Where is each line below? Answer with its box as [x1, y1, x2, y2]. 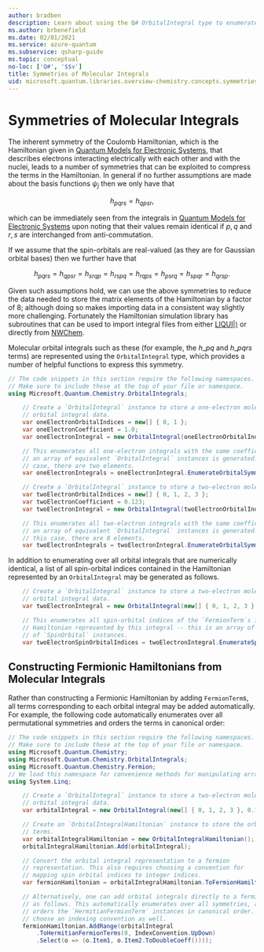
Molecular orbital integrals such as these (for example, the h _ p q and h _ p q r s [8, 343, 253, 352]
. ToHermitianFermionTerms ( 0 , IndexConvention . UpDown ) [36, 929, 216, 937]
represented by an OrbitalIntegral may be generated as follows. [8, 572, 220, 582]
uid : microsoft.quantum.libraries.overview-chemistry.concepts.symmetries [8, 77, 258, 85]
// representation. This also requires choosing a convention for [22, 864, 244, 872]
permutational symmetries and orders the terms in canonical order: [8, 718, 225, 728]
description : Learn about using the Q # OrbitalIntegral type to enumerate [8, 19, 258, 27]
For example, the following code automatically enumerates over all [8, 710, 223, 720]
